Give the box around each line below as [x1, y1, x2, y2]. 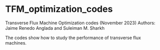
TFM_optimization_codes [5, 3, 113, 15]
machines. [5, 40, 27, 46]
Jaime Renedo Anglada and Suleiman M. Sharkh [5, 25, 105, 31]
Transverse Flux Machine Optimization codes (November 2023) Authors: [5, 20, 155, 26]
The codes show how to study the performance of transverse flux [5, 35, 141, 41]
